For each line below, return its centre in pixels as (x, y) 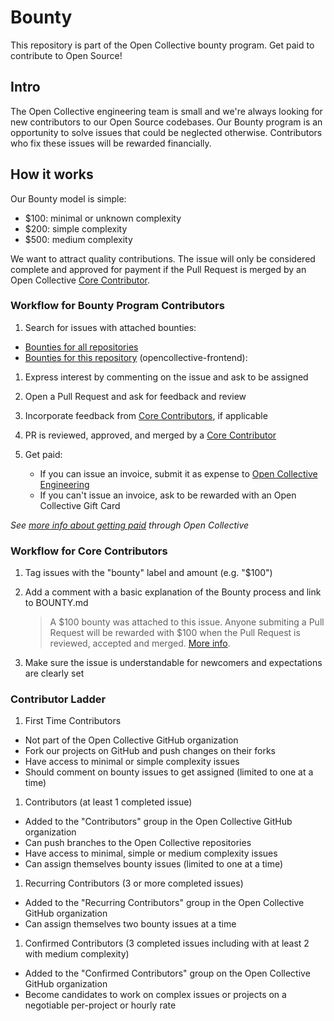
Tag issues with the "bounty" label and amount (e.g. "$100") (148, 573)
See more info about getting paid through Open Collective (130, 525)
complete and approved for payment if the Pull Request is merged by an (158, 269)
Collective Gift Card (80, 505)
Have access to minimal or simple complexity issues (132, 762)
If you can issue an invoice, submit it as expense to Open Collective (178, 473)
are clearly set (54, 673)
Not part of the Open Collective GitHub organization (131, 740)
